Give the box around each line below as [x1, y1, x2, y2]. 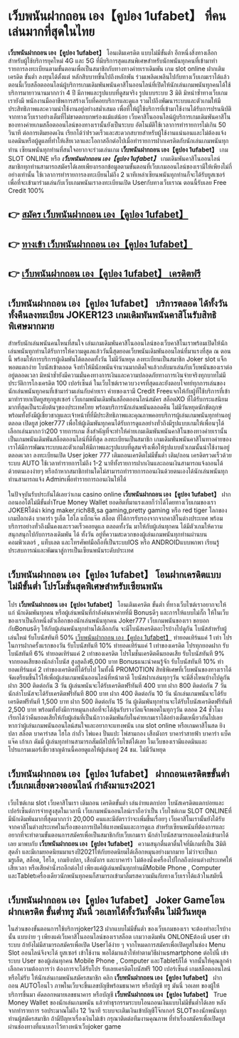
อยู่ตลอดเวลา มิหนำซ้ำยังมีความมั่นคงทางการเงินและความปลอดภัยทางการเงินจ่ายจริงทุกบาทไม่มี [8, 371, 226, 379]
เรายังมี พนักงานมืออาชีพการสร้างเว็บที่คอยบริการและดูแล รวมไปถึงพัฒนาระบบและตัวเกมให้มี [8, 96, 221, 105]
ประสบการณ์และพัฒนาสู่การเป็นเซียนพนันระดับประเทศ [8, 546, 134, 554]
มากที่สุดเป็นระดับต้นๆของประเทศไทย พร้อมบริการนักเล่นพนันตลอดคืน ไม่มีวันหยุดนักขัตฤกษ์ [8, 403, 223, 411]
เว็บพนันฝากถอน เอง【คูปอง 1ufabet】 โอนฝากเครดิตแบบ [8, 568, 221, 581]
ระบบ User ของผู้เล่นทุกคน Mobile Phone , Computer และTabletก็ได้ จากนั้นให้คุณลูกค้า [8, 956, 232, 965]
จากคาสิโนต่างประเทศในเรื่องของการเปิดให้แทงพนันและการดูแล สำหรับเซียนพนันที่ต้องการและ [8, 822, 225, 831]
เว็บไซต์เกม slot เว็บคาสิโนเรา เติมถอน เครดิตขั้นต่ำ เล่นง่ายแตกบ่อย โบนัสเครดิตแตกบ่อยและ [8, 798, 225, 807]
